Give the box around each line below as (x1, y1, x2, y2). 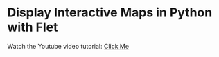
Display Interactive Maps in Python (7, 5, 213, 21)
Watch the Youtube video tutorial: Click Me (7, 42, 130, 50)
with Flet (7, 19, 58, 35)
